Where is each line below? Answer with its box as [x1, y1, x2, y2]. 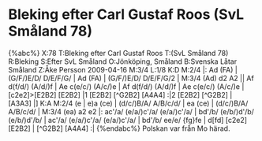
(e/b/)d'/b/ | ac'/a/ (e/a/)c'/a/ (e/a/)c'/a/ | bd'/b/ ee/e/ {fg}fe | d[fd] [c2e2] [8, 115, 247, 124]
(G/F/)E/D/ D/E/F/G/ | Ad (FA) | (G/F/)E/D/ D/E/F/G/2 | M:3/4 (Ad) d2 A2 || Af [8, 73, 254, 83]
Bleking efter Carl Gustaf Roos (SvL [8, 6, 245, 24]
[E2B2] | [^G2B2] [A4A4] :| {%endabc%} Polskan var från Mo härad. [8, 124, 230, 133]
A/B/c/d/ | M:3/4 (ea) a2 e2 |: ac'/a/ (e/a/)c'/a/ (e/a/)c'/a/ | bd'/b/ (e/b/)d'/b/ [8, 106, 255, 116]
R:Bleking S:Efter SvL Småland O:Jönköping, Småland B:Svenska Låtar [8, 57, 238, 66]
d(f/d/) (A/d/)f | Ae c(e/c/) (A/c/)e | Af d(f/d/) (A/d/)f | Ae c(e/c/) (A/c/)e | [8, 81, 245, 91]
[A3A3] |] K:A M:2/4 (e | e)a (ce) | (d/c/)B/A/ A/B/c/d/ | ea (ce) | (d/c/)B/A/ [8, 98, 249, 108]
